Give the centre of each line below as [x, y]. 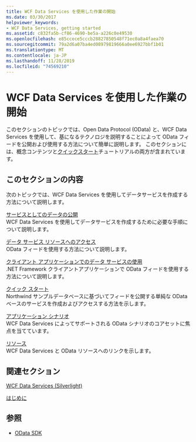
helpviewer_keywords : [33, 22]
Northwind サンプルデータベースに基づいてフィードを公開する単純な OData [97, 296]
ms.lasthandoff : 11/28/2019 [40, 61]
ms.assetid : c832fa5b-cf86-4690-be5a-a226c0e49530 [69, 34]
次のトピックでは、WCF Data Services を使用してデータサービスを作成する [97, 194]
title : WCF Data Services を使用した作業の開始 [61, 11]
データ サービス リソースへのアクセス [51, 242]
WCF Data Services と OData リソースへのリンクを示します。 [80, 351]
